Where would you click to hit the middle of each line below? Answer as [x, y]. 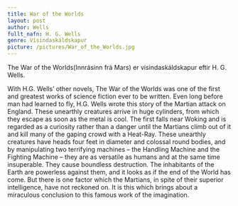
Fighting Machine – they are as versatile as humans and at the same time [114, 157]
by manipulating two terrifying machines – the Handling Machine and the [114, 149]
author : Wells [28, 27]
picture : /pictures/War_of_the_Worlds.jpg [71, 47]
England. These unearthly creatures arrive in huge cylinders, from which [113, 112]
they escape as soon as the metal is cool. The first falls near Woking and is [117, 119]
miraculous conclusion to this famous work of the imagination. [98, 195]
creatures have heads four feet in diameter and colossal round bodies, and [117, 142]
